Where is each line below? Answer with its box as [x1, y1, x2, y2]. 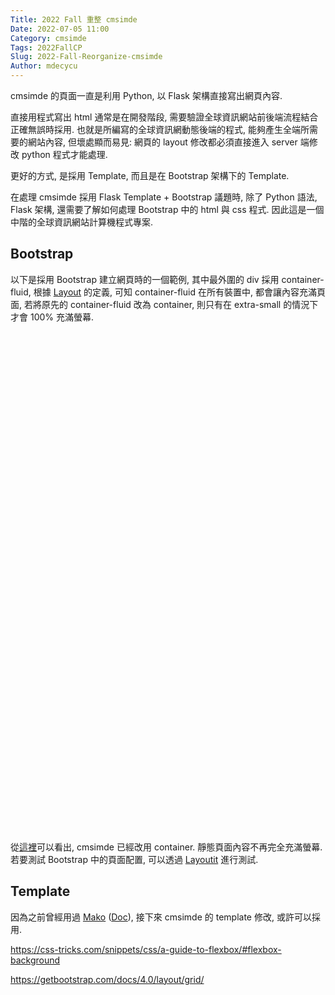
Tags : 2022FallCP [10, 42, 83, 53]
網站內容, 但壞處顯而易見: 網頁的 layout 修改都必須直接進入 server [27, 136, 298, 148]
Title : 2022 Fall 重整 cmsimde [10, 14, 138, 25]
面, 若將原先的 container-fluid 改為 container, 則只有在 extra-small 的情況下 [10, 298, 319, 310]
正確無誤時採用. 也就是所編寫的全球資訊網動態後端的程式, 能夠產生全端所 [10, 124, 310, 135]
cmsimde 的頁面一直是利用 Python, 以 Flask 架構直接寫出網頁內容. [10, 90, 283, 101]
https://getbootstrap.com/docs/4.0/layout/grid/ [10, 973, 205, 985]
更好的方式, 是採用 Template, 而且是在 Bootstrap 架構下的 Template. [10, 170, 290, 181]
